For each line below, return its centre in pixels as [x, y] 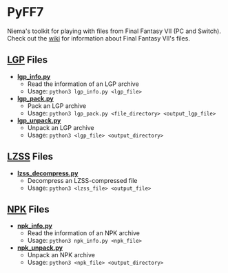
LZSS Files [30, 156]
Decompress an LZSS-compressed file [82, 180]
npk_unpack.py [40, 248]
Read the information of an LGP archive [83, 84]
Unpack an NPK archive [61, 255]
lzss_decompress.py [48, 173]
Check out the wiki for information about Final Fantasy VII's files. [99, 38]
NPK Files [28, 209]
